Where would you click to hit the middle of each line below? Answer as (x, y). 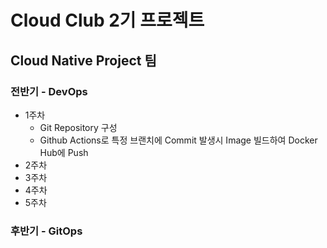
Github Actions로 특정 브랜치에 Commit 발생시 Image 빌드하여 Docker (178, 140)
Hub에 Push (64, 152)
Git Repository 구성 (78, 127)
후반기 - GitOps (46, 231)
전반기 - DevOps (49, 91)
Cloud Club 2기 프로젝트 (107, 20)
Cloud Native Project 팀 (83, 60)
